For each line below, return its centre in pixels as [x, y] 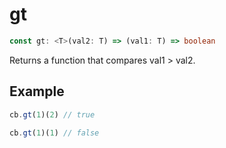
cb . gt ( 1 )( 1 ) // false [54, 133]
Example [37, 91]
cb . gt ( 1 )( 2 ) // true [52, 114]
